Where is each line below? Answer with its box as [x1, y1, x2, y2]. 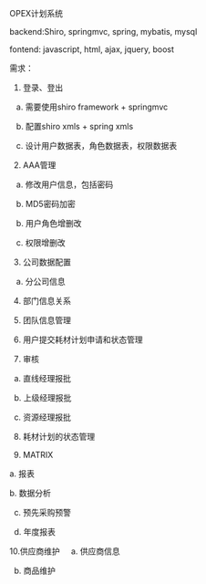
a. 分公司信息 [15, 276, 66, 287]
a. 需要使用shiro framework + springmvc [15, 101, 169, 112]
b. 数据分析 [9, 487, 52, 498]
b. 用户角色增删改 [15, 218, 82, 228]
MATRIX [22, 450, 54, 460]
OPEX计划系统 [9, 8, 64, 18]
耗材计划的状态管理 [22, 432, 96, 442]
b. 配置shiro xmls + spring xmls [15, 121, 134, 131]
